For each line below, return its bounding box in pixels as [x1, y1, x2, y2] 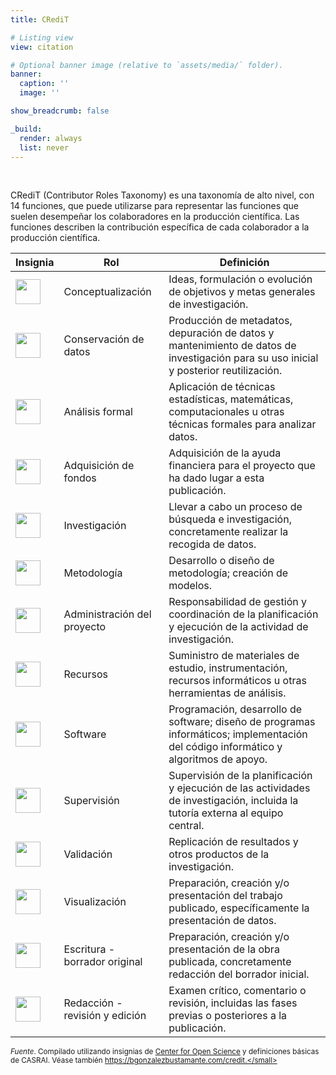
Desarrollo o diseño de [168, 554, 275, 568]
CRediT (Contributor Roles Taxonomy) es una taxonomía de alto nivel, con [10, 189, 315, 201]
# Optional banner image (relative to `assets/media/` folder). [10, 60, 284, 70]
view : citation [10, 42, 74, 52]
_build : [10, 124, 43, 134]
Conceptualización [63, 285, 152, 299]
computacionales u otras [168, 405, 285, 419]
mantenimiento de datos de [168, 339, 297, 353]
